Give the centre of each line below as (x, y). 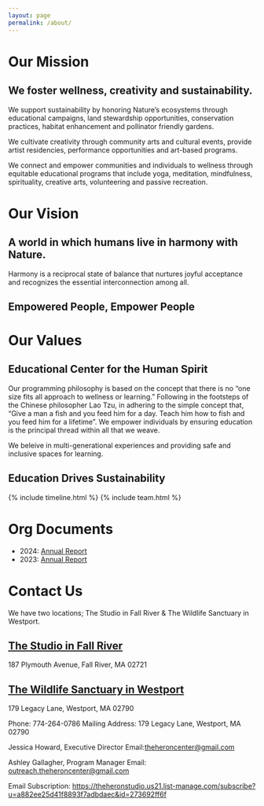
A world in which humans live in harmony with (123, 243)
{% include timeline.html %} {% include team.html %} (95, 497)
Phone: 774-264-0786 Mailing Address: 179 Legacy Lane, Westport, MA (125, 723)
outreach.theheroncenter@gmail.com (69, 771)
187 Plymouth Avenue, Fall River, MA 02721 (78, 664)
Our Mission (49, 62)
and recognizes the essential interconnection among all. (99, 282)
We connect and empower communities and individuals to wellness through (130, 165)
